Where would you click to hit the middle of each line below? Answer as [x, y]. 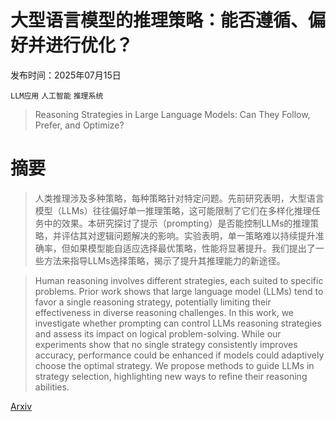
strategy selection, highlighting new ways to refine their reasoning [171, 376]
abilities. [52, 387]
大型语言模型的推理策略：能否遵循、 [159, 20]
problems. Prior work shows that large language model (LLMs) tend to [179, 291]
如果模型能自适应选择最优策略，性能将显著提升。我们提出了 [192, 248]
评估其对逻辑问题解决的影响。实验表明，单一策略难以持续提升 [188, 235]
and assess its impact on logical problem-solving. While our [158, 333]
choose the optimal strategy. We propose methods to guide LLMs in [174, 365]
